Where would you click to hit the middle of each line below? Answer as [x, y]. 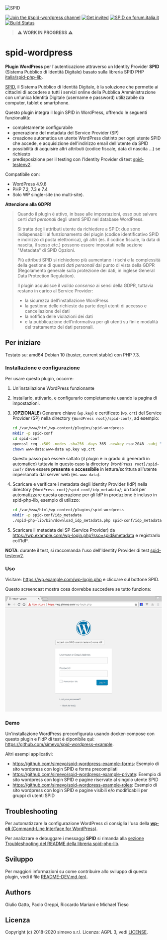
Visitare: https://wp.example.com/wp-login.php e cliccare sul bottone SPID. [82, 580]
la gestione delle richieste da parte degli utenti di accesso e [86, 306]
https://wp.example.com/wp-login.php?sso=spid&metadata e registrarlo [86, 535]
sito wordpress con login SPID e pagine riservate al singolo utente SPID [85, 780]
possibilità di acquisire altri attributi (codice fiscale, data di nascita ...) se [86, 148]
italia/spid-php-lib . [24, 77]
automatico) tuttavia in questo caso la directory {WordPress [72, 464]
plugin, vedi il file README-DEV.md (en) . [46, 877]
